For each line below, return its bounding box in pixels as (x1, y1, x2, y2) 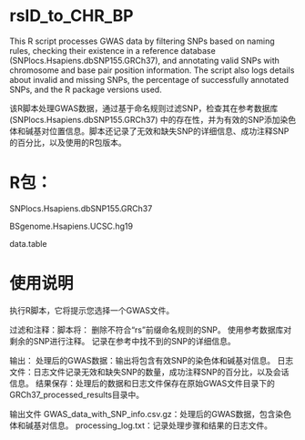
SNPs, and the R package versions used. (9, 84, 162, 95)
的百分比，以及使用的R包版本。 (9, 137, 127, 148)
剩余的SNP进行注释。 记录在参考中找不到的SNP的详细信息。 (9, 335, 236, 346)
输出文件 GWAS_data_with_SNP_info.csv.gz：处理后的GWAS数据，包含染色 (9, 408, 292, 419)
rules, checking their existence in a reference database (9, 45, 216, 56)
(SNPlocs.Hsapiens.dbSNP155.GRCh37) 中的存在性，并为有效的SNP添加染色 (9, 114, 297, 125)
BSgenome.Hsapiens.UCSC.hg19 (9, 220, 134, 231)
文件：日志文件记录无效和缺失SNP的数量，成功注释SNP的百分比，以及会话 (9, 366, 290, 377)
